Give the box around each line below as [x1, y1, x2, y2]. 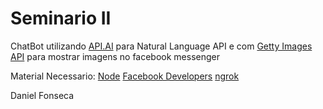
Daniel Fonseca [10, 89, 75, 101]
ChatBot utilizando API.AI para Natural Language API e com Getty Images [10, 40, 313, 52]
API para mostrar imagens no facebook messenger [10, 50, 221, 62]
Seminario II [10, 7, 112, 30]
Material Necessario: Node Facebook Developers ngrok [10, 70, 240, 82]
